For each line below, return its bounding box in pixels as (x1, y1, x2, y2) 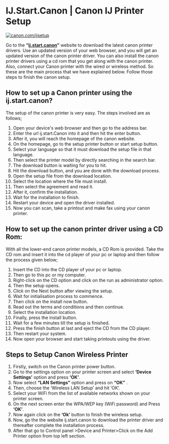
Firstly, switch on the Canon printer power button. (13, 364, 116, 370)
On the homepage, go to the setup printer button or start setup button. (13, 141, 158, 147)
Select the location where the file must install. (13, 178, 107, 184)
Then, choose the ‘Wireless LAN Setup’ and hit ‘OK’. (13, 385, 120, 391)
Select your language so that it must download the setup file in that (13, 146, 152, 152)
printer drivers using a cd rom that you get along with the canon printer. (6, 58, 153, 64)
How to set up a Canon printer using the (6, 88, 132, 97)
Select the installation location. (13, 309, 77, 315)
